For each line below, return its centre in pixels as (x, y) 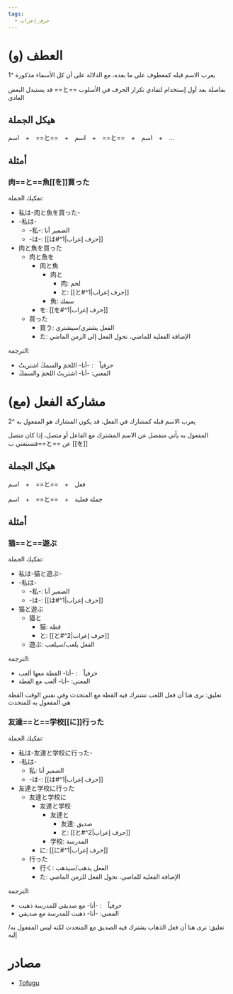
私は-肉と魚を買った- (49, 212)
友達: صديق (76, 823)
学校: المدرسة (69, 841)
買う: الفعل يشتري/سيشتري (77, 327)
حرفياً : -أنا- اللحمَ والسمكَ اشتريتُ (66, 365)
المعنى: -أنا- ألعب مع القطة (54, 681)
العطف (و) (35, 56)
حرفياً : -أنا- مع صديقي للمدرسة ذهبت (70, 905)
